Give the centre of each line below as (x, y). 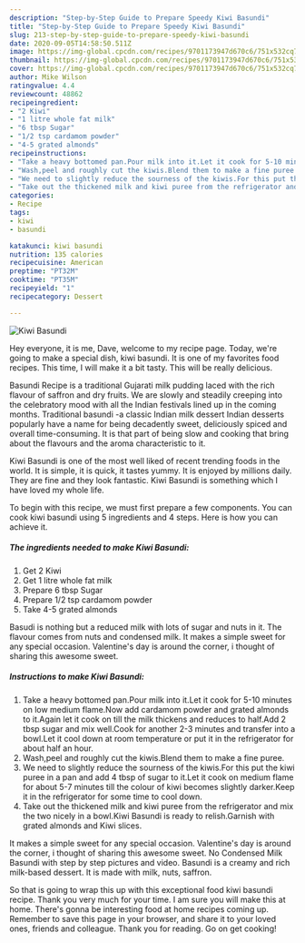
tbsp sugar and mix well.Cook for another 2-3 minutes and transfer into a (159, 728)
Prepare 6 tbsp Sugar (63, 590)
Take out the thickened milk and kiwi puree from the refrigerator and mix (158, 806)
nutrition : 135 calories (56, 254)
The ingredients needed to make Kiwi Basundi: (99, 548)
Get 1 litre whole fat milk (67, 580)
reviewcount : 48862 (46, 94)
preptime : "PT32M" (44, 271)
